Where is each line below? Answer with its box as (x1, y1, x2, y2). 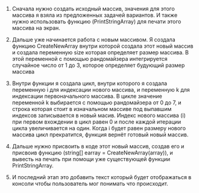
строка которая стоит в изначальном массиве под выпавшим (11, 106, 172, 112)
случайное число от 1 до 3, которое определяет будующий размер (11, 62, 185, 69)
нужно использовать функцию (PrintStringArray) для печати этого (11, 18, 182, 25)
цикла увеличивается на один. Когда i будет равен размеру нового (11, 125, 186, 131)
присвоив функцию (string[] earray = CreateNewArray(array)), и (11, 149, 173, 156)
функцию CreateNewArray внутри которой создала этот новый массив (11, 42, 194, 49)
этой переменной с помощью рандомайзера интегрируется (11, 55, 168, 62)
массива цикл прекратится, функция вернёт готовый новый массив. (11, 131, 189, 138)
